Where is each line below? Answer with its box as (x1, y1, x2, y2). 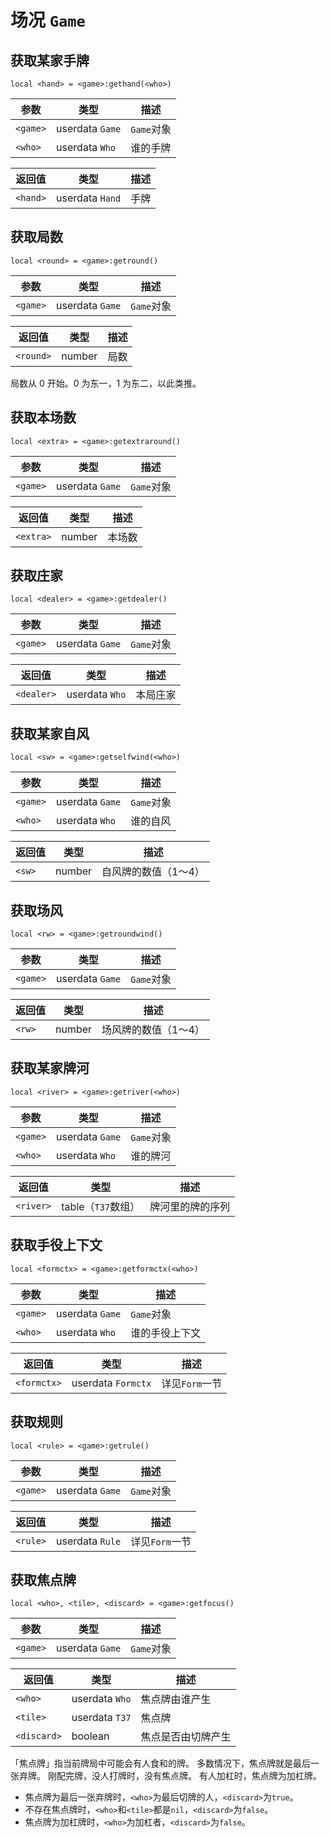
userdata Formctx (71, 1376, 152, 1390)
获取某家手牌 (10, 52, 90, 69)
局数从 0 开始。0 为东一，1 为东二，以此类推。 (10, 377, 202, 389)
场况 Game (10, 9, 86, 32)
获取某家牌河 (10, 1060, 90, 1077)
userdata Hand (56, 191, 122, 205)
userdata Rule (56, 1534, 122, 1548)
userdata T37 (71, 1711, 132, 1725)
